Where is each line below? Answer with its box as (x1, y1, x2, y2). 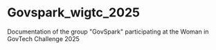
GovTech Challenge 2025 (7, 34, 80, 42)
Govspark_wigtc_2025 (7, 5, 141, 21)
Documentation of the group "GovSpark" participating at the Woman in (7, 27, 209, 36)
